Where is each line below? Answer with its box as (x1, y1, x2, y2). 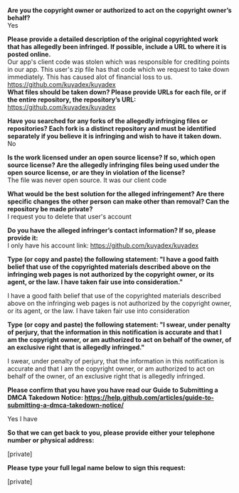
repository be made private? (7, 205, 93, 213)
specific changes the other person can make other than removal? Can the (7, 197, 230, 206)
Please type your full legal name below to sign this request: (7, 464, 186, 472)
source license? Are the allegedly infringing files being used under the (7, 161, 220, 169)
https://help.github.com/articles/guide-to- (84, 393, 215, 401)
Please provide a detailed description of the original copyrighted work (7, 35, 218, 43)
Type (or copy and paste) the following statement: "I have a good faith (7, 255, 219, 263)
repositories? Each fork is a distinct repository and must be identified (7, 124, 216, 132)
